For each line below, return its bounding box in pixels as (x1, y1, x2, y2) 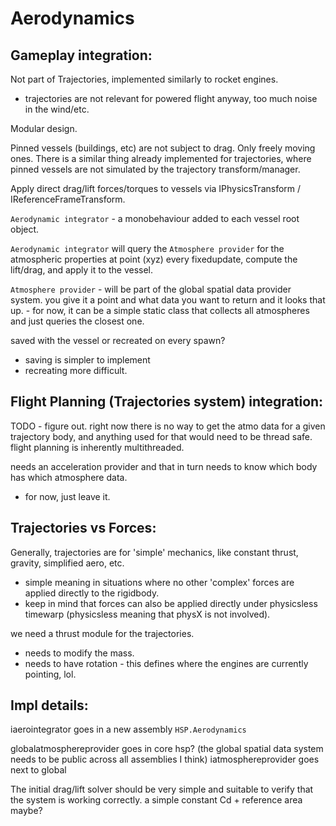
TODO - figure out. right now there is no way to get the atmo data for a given (10, 420, 326, 432)
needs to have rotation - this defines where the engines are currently (24, 657, 309, 669)
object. (10, 223, 40, 235)
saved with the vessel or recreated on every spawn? (10, 335, 226, 346)
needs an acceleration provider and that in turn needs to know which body (10, 460, 318, 472)
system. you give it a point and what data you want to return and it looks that (10, 294, 326, 306)
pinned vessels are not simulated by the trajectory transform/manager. (10, 163, 301, 175)
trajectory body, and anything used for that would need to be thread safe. (10, 430, 313, 442)
